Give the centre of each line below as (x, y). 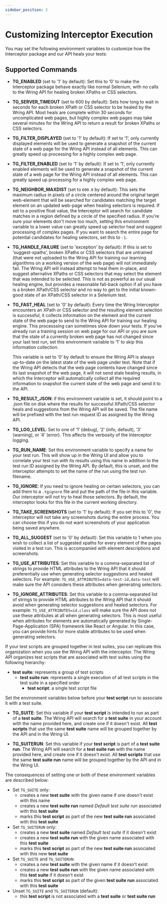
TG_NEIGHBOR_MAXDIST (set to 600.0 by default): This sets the (79, 190)
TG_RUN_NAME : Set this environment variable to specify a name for (83, 450)
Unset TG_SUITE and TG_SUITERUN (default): (55, 891)
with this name (35, 801)
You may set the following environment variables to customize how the (78, 49)
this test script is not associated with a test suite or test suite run (87, 896)
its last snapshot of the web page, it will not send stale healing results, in (87, 373)
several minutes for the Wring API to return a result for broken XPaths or (86, 123)
